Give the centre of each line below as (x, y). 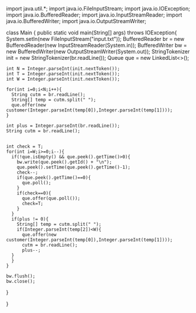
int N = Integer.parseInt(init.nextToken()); (63, 69)
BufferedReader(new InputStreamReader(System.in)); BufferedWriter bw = (97, 45)
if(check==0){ (34, 193)
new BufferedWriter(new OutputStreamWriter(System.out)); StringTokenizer (98, 52)
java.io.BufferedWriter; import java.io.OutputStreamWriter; (76, 21)
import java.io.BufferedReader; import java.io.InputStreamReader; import (94, 15)
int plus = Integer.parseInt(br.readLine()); (63, 126)
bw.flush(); (21, 276)
